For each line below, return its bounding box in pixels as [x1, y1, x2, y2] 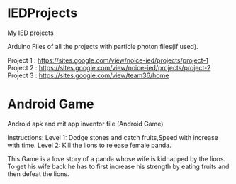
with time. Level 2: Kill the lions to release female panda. [7, 141, 172, 149]
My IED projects [7, 28, 55, 37]
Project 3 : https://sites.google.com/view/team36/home [7, 71, 169, 80]
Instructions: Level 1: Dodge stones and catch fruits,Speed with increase [7, 133, 218, 141]
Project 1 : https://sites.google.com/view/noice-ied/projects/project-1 [7, 55, 209, 65]
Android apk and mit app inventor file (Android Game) [7, 119, 164, 128]
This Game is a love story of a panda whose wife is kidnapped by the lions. [7, 154, 226, 163]
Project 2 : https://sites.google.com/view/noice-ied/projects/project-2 [7, 63, 211, 72]
